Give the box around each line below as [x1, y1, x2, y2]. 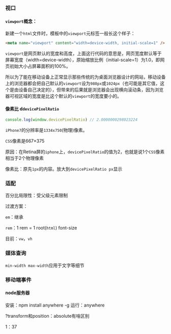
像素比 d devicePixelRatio [5, 105, 60, 112]
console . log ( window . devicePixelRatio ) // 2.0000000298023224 [5, 117, 138, 123]
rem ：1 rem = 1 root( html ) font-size [5, 225, 77, 231]
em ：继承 [5, 214, 24, 220]
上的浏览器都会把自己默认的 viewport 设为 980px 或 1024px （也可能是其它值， [5, 80, 160, 86]
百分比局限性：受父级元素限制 [5, 192, 68, 199]
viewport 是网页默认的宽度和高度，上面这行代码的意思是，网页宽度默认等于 [5, 50, 162, 57]
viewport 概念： [5, 18, 37, 24]
